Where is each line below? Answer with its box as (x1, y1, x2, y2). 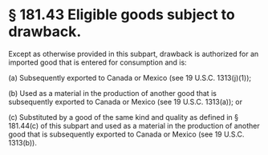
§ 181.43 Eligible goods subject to (8, 6, 235, 24)
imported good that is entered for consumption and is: (8, 58, 187, 67)
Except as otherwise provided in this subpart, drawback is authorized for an (8, 49, 259, 58)
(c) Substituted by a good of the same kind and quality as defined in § (8, 112, 239, 121)
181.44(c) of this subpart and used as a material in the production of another (8, 121, 260, 130)
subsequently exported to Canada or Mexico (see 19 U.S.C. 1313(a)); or (8, 97, 243, 106)
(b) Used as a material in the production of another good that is (8, 88, 217, 97)
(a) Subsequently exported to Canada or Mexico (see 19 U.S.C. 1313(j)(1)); (8, 73, 251, 82)
